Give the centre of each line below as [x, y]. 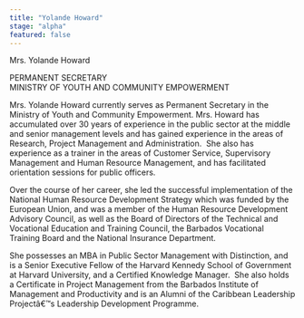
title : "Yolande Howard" [56, 18]
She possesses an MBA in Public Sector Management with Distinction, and [149, 255]
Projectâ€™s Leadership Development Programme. [104, 304]
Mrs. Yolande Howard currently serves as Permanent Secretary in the [139, 105]
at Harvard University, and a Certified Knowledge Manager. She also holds [149, 275]
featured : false [40, 34]
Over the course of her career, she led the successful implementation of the [151, 190]
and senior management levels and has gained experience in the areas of [147, 134]
